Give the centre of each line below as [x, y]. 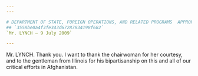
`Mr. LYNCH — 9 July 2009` [39, 33]
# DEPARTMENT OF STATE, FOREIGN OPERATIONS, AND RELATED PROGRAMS [89, 22]
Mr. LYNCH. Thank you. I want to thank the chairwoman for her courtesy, [94, 55]
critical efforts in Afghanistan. [42, 67]
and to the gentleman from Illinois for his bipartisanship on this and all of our [99, 61]
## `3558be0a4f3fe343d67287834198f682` [55, 27]
